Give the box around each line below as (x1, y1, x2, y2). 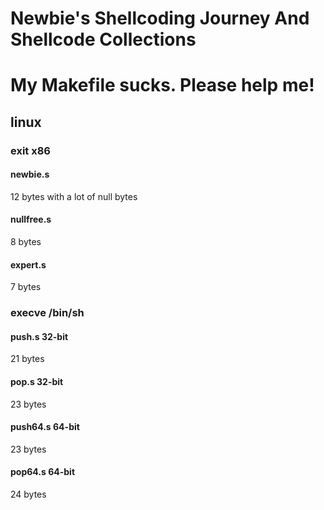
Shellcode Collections (10, 28, 197, 51)
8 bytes (10, 236, 42, 248)
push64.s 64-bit (10, 421, 80, 433)
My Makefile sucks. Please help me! (10, 74, 315, 97)
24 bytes (10, 488, 47, 501)
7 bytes (10, 281, 42, 293)
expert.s (10, 258, 47, 271)
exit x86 (10, 143, 51, 157)
